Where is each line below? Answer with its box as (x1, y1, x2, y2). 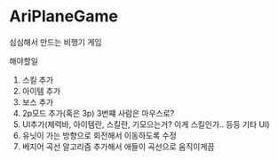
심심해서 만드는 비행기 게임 (9, 36, 102, 47)
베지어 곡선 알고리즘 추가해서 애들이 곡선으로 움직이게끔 (21, 140, 215, 152)
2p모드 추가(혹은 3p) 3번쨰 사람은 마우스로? (21, 108, 175, 118)
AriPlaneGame (9, 6, 118, 27)
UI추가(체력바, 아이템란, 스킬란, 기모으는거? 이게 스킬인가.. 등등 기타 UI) (21, 118, 270, 130)
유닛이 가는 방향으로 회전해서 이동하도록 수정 (21, 130, 178, 140)
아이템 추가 (21, 85, 61, 96)
